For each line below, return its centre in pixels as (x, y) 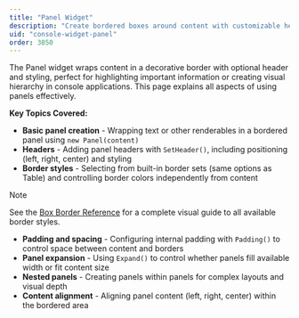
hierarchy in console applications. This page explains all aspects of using (143, 86)
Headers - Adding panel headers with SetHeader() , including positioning (155, 150)
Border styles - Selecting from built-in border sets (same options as (147, 168)
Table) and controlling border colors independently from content (140, 178)
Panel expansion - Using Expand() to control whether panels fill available (156, 258)
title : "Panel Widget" (51, 17)
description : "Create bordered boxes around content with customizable (145, 26)
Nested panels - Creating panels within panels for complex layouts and (153, 277)
